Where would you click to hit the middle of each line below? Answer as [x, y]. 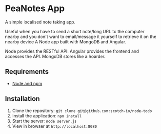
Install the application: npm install [47, 115]
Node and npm [27, 83]
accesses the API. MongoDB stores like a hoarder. [55, 56]
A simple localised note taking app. [40, 22]
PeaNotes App [35, 9]
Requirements [27, 72]
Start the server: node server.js [44, 121]
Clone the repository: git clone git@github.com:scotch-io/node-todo [82, 111]
